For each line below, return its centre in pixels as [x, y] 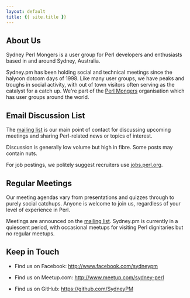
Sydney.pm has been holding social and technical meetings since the [89, 72]
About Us [23, 41]
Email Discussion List [46, 116]
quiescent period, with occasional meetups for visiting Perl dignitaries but [95, 227]
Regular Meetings [39, 183]
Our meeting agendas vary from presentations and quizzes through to [90, 197]
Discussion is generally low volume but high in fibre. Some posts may [89, 148]
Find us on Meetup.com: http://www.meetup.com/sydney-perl [89, 277]
